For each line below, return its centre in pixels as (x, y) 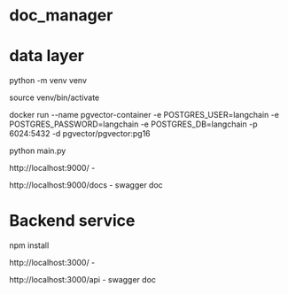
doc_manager (61, 15)
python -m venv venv (48, 81)
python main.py (38, 151)
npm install (29, 245)
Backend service (72, 221)
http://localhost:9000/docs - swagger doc (86, 185)
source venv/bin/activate (54, 97)
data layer (47, 56)
